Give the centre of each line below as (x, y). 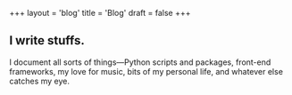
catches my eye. (39, 81)
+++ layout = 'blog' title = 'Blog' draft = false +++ (100, 13)
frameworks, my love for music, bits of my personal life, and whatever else (146, 71)
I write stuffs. (47, 40)
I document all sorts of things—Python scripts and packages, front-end (140, 62)
